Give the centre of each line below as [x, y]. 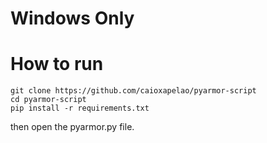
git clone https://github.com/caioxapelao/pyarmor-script [133, 91]
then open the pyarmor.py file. [72, 127]
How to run [57, 64]
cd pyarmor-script [48, 100]
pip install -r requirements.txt [80, 108]
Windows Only [72, 18]
